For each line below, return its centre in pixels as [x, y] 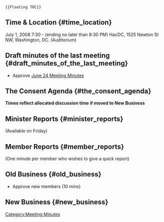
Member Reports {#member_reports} [64, 147]
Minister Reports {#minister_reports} [64, 119]
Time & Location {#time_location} [58, 22]
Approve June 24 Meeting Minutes [48, 75]
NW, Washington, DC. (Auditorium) [41, 39]
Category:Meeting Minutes [33, 214]
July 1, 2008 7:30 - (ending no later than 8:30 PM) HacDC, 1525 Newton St [82, 34]
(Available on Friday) [26, 131]
